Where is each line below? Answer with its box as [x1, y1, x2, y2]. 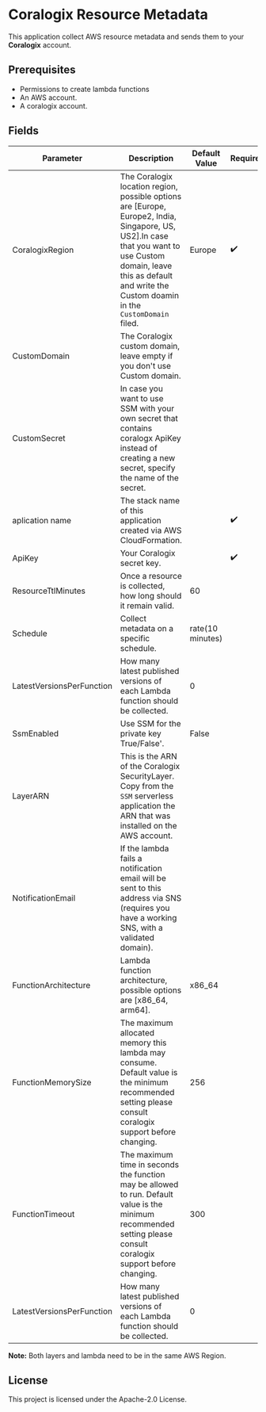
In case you [120, 383, 164, 394]
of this [120, 505, 144, 516]
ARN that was [120, 810, 171, 821]
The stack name [120, 495, 180, 506]
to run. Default [120, 1188, 174, 1200]
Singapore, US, [120, 220, 177, 232]
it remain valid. [120, 600, 175, 611]
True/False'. [120, 737, 165, 748]
